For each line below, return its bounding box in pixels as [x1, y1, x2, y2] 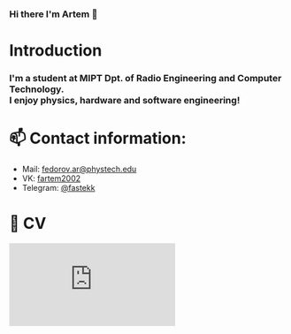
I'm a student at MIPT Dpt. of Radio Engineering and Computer [9, 72, 282, 85]
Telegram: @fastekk [21, 182, 96, 193]
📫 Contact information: [9, 128, 188, 148]
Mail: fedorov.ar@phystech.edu [21, 163, 137, 174]
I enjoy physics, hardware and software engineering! [9, 95, 241, 107]
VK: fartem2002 [21, 172, 81, 184]
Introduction [9, 41, 103, 61]
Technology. [9, 83, 65, 95]
